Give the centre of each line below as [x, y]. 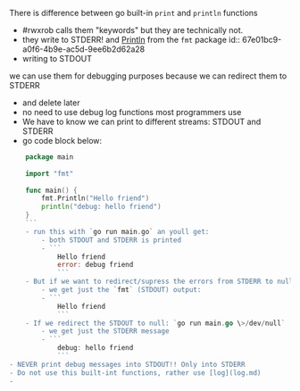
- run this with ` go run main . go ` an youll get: [117, 231]
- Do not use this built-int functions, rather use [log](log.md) [135, 373]
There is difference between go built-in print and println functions [134, 13]
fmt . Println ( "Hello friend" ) [96, 199]
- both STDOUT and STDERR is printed [111, 240]
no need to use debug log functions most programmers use [132, 112]
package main [50, 157]
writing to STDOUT [57, 58]
